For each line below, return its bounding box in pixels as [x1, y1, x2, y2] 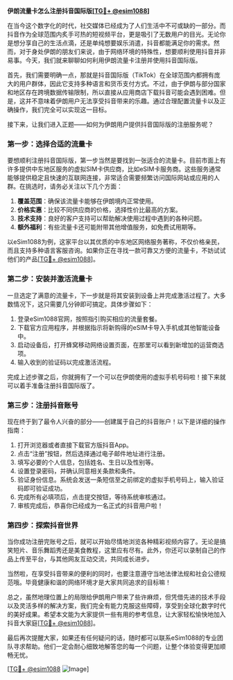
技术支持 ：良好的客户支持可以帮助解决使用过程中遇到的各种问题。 [17, 214, 206, 223]
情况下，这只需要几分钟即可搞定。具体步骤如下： [12, 299, 153, 308]
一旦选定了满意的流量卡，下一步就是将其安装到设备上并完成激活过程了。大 [7, 291, 220, 299]
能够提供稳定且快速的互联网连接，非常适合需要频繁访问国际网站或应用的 [7, 173, 214, 182]
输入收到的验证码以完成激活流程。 [17, 358, 115, 366]
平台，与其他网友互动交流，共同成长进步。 [31, 555, 153, 564]
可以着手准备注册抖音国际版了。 [7, 381, 98, 390]
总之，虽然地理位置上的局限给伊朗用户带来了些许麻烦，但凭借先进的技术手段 [7, 593, 226, 602]
